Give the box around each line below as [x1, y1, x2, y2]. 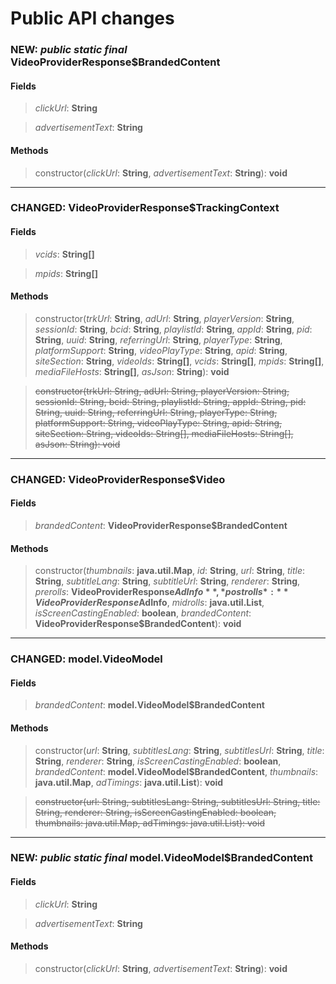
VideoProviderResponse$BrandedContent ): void [34, 618, 242, 630]
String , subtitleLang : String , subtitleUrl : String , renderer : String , [34, 575, 301, 587]
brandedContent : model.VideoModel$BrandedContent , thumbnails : [34, 765, 319, 777]
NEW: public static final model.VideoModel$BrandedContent [10, 851, 313, 865]
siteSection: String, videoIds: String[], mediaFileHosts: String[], [34, 427, 294, 439]
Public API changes [10, 7, 175, 30]
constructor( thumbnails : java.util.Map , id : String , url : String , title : [34, 565, 306, 577]
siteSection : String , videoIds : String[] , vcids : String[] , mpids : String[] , [34, 355, 325, 367]
